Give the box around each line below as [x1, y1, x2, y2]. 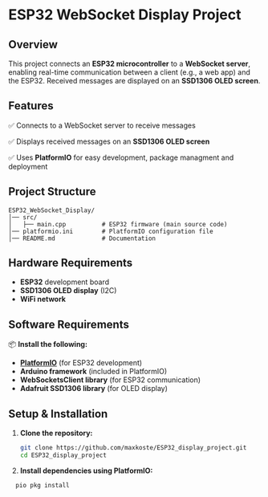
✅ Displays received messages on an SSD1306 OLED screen [8, 136, 210, 146]
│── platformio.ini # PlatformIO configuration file [8, 227, 214, 235]
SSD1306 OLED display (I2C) [19, 286, 117, 295]
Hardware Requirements [8, 256, 133, 270]
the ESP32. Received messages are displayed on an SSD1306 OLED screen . [8, 76, 261, 85]
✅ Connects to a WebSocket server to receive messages [8, 120, 197, 130]
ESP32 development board [19, 277, 110, 287]
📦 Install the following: [8, 340, 88, 349]
